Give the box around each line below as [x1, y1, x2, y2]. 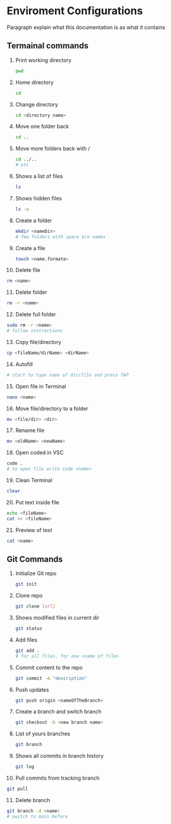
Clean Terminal [15, 477, 53, 484]
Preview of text [15, 526, 53, 533]
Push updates [15, 686, 49, 693]
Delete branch [15, 796, 50, 803]
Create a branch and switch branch [15, 708, 102, 715]
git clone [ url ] [15, 604, 56, 609]
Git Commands [7, 554, 63, 564]
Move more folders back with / [15, 145, 91, 152]
